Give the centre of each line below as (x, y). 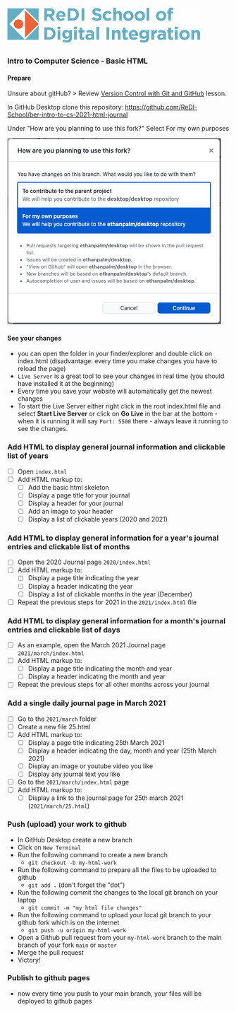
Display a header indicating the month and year (97, 676)
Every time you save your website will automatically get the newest (115, 392)
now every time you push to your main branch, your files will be (110, 993)
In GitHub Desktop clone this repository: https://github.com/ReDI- (103, 107)
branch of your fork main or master (67, 945)
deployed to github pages (55, 1001)
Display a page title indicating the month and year (100, 669)
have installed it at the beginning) (66, 384)
